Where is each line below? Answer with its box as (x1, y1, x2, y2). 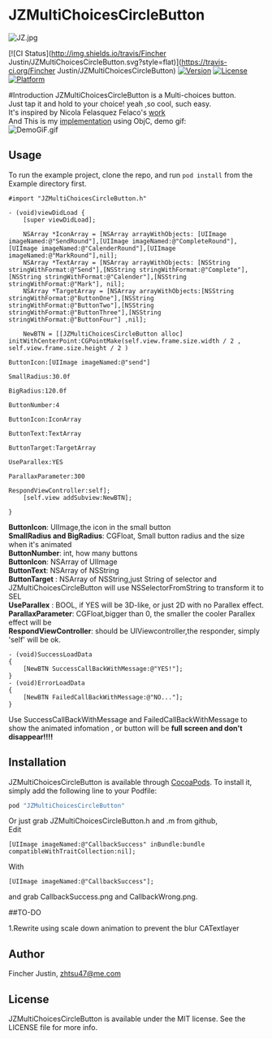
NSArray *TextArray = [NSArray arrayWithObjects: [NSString (23, 258, 231, 266)
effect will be (8, 617, 52, 627)
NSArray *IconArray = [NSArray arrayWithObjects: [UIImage (23, 230, 227, 238)
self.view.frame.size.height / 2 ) (8, 344, 129, 352)
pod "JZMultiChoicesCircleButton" (8, 801, 126, 809)
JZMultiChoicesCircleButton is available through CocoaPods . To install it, (8, 777, 253, 787)
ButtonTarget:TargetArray (8, 444, 96, 452)
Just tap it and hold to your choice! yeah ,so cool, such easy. (8, 99, 212, 108)
